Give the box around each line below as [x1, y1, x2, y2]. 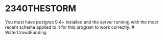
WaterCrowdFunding [5, 29, 47, 35]
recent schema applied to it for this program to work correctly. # [5, 24, 135, 30]
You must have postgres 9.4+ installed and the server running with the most [5, 19, 158, 25]
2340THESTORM [5, 3, 77, 14]
